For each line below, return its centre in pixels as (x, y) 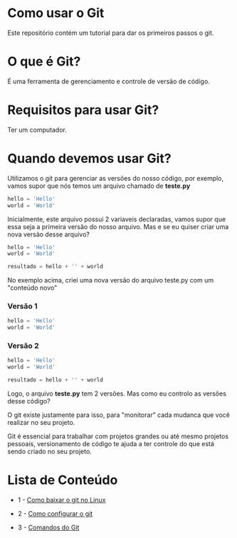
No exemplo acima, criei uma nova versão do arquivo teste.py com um (111, 280)
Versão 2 (23, 346)
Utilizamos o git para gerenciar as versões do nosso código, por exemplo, (116, 178)
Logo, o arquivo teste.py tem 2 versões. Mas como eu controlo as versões (117, 394)
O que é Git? (44, 62)
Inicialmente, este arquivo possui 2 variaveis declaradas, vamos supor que (117, 219)
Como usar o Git (56, 13)
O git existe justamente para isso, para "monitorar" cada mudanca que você (118, 415)
